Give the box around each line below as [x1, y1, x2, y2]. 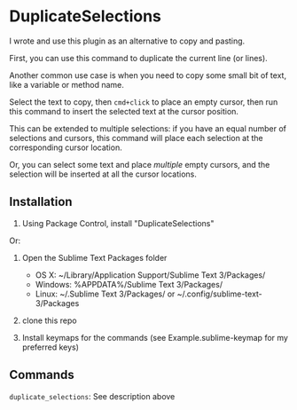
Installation [9, 194, 73, 209]
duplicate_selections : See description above [9, 390, 176, 401]
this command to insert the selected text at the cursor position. [9, 106, 239, 116]
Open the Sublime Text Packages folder [21, 252, 168, 263]
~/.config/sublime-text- [176, 288, 263, 299]
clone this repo [21, 315, 77, 326]
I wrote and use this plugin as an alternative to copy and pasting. [9, 35, 246, 46]
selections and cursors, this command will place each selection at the [9, 132, 263, 143]
